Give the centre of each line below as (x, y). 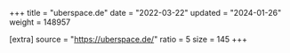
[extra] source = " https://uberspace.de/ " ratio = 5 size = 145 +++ (128, 39)
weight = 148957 (40, 22)
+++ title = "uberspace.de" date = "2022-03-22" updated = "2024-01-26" (145, 13)
